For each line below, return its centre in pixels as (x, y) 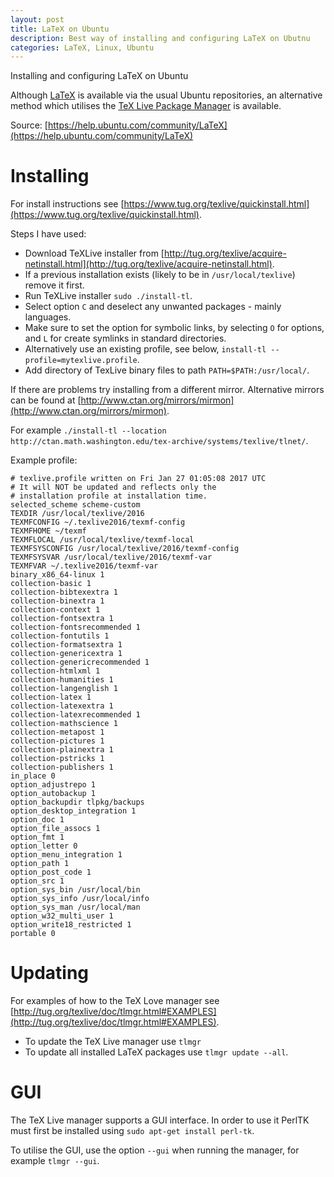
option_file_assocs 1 (55, 829)
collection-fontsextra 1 (62, 619)
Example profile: (44, 460)
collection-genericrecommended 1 (80, 662)
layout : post (37, 19)
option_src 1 (37, 881)
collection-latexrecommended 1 (75, 715)
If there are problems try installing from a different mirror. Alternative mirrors (167, 390)
